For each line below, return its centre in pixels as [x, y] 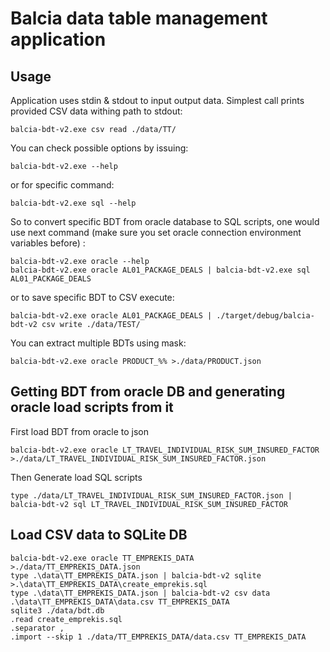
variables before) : [48, 243]
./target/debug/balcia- [265, 316]
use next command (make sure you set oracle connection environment [156, 232]
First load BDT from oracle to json [79, 431]
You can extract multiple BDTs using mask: [98, 343]
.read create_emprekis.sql [66, 619]
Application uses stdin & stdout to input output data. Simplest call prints [157, 100]
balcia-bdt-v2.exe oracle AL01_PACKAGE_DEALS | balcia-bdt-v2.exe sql [160, 270]
